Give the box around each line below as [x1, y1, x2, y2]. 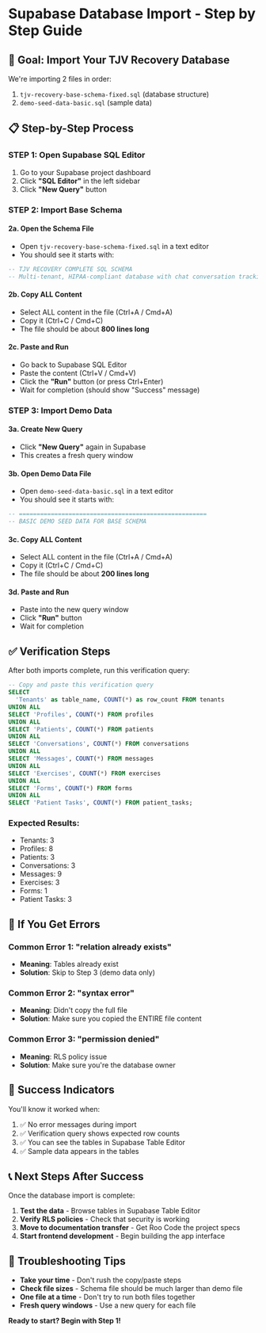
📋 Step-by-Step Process [8, 122, 135, 136]
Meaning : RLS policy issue [19, 1052, 108, 1061]
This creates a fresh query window [19, 451, 134, 460]
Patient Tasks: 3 [19, 895, 73, 904]
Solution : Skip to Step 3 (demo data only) [19, 968, 156, 977]
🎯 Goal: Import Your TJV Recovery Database [8, 53, 230, 67]
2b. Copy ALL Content [8, 290, 82, 300]
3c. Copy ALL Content [8, 534, 82, 544]
